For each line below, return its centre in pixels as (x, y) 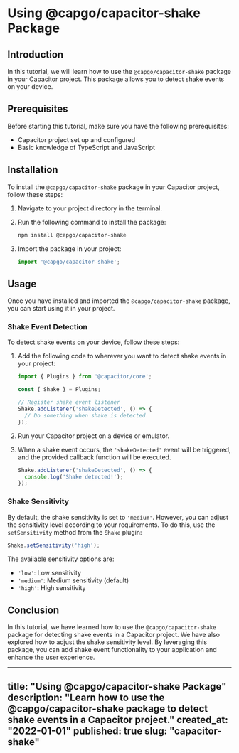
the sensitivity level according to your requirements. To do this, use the (111, 525)
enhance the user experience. (51, 657)
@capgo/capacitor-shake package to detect (108, 709)
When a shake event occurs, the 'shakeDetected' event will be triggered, (124, 449)
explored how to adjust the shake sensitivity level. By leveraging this (107, 642)
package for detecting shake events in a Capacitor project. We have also (114, 635)
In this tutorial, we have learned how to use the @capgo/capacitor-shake (112, 627)
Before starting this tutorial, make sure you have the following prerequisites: (118, 126)
